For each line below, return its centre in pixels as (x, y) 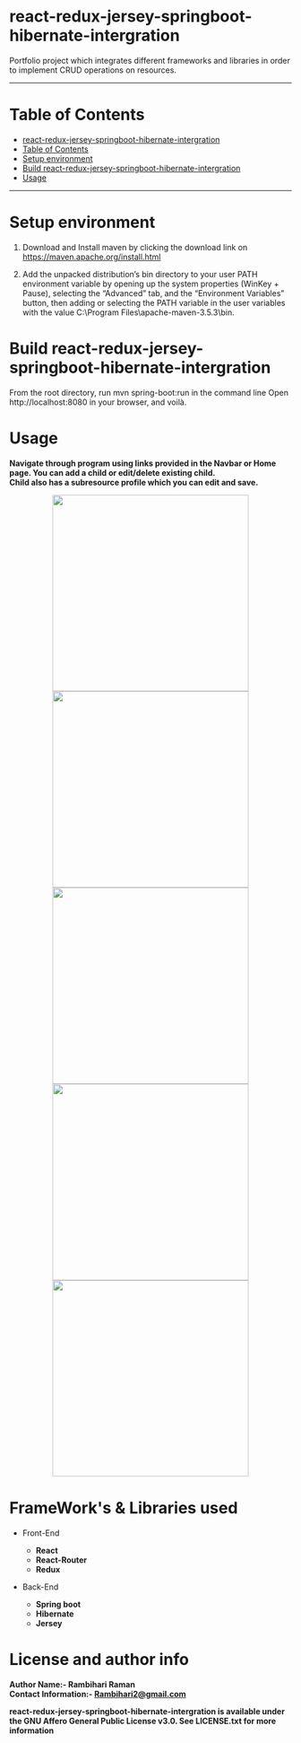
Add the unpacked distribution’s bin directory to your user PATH (140, 274)
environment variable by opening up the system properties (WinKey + (150, 284)
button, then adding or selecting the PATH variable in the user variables (154, 302)
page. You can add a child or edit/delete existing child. (112, 472)
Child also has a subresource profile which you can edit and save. (134, 482)
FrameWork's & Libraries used (124, 1507)
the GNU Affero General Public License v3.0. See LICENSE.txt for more (143, 1721)
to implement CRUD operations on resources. (93, 70)
